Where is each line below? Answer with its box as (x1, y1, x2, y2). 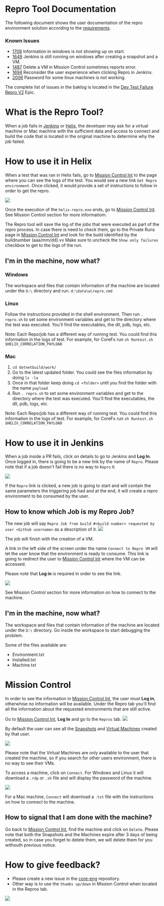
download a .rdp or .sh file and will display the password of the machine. (5, 775, 153, 781)
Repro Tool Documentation (5, 3, 117, 15)
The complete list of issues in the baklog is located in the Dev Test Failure (5, 84, 154, 90)
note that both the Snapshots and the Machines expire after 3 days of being (5, 831, 158, 838)
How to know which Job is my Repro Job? (5, 507, 135, 516)
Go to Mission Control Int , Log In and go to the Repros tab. (5, 716, 121, 722)
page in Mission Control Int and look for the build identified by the (5, 232, 138, 238)
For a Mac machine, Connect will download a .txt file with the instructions (5, 794, 154, 800)
